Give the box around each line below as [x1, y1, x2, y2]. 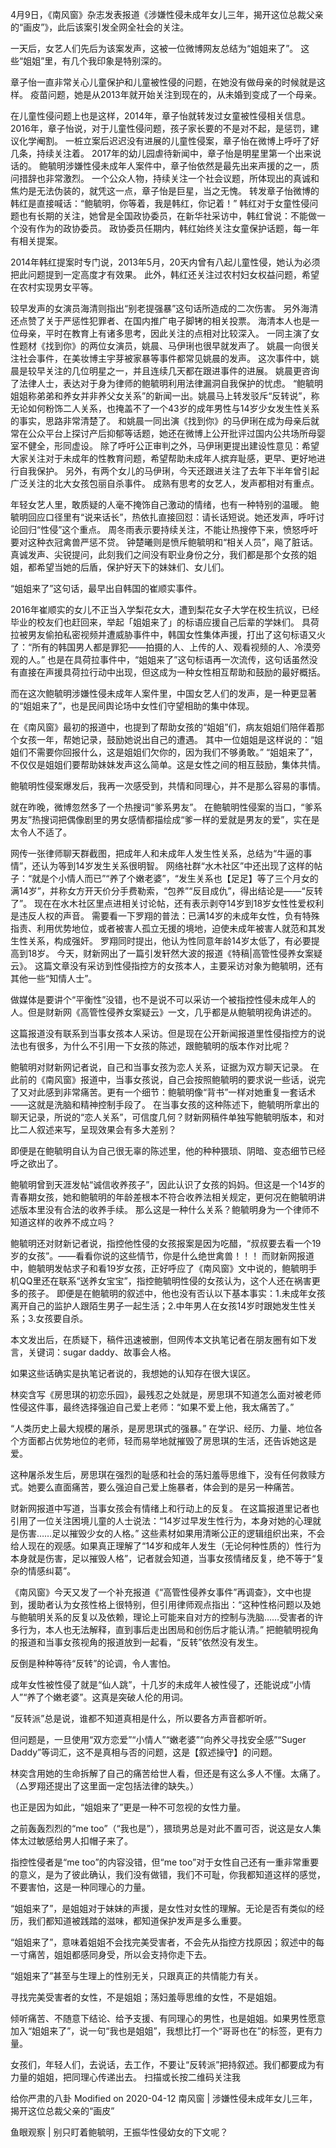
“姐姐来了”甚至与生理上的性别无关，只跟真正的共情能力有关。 [10, 1970, 264, 1982]
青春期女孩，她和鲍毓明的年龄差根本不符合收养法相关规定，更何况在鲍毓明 [10, 1191, 317, 1203]
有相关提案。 [10, 235, 63, 247]
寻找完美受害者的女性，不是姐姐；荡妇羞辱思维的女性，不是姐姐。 [10, 1991, 282, 2003]
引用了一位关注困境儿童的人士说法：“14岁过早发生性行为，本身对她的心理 [10, 1515, 313, 1527]
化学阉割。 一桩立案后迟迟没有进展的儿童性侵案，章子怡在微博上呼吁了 [18, 135, 311, 147]
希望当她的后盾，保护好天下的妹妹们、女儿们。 [36, 561, 230, 573]
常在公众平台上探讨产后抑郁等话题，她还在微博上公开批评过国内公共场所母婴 [10, 428, 326, 439]
